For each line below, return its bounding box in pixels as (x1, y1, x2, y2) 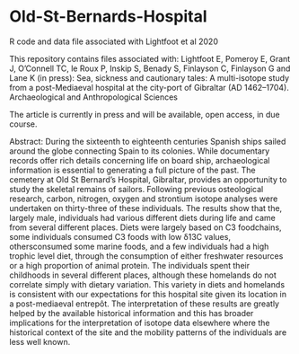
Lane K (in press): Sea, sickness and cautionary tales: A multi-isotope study (9, 72, 290, 83)
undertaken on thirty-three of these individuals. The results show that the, (9, 202, 283, 213)
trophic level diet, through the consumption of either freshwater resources (9, 250, 284, 261)
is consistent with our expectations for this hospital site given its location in (9, 288, 287, 299)
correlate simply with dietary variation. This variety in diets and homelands (9, 279, 286, 289)
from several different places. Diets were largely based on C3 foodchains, (9, 222, 282, 233)
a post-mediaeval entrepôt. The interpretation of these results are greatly (9, 298, 280, 309)
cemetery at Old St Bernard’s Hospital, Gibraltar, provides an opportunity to (9, 173, 287, 185)
